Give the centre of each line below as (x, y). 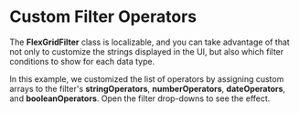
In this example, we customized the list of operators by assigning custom (147, 78)
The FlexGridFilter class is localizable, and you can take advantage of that (149, 42)
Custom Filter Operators (103, 17)
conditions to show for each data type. (82, 61)
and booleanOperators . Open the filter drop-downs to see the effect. (140, 98)
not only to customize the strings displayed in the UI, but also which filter (147, 51)
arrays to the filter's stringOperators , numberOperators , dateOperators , (148, 88)
